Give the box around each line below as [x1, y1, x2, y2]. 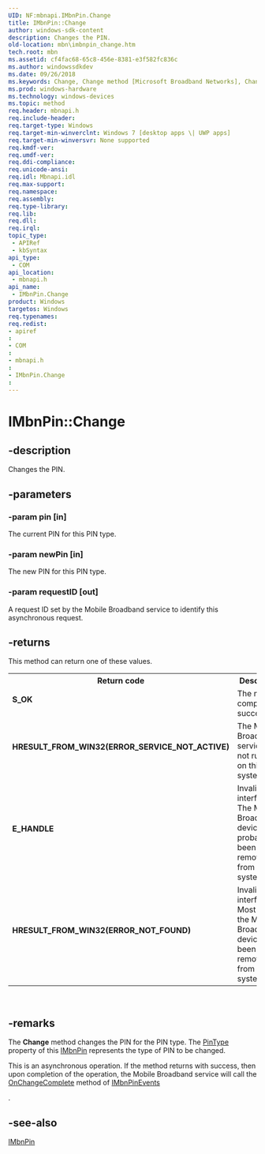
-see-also [8, 1116, 58, 1130]
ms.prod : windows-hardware [8, 84, 97, 93]
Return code [97, 676, 144, 687]
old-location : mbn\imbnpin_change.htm [8, 41, 136, 49]
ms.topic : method [8, 99, 65, 107]
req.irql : [8, 224, 41, 233]
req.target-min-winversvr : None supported [8, 136, 150, 144]
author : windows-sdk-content [8, 26, 104, 34]
